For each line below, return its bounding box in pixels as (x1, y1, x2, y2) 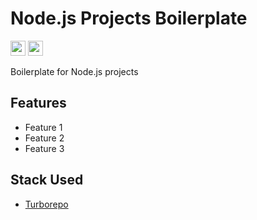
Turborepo (24, 198, 69, 210)
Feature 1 (24, 121, 63, 133)
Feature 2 (24, 132, 65, 144)
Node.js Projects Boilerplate (10, 7, 248, 30)
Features (10, 95, 67, 112)
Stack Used (10, 172, 84, 189)
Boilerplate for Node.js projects (10, 65, 139, 77)
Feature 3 (24, 142, 65, 154)
